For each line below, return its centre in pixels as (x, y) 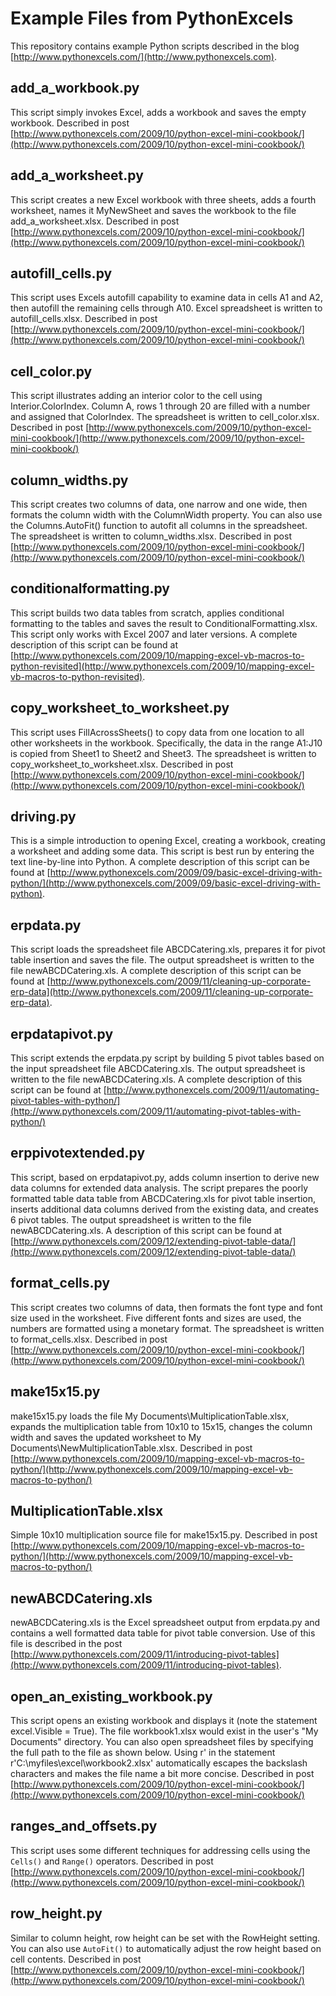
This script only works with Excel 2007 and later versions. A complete (154, 634)
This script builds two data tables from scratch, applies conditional (147, 613)
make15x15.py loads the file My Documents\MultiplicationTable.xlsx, (150, 1416)
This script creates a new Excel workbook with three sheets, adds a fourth (163, 199)
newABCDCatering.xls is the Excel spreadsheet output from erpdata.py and (165, 1623)
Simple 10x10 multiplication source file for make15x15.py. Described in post (164, 1535)
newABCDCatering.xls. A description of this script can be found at (146, 1230)
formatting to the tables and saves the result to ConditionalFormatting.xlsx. (164, 623)
